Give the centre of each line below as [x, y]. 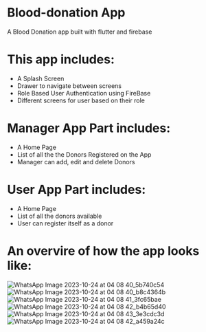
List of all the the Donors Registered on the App [84, 154]
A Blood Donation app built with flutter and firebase [80, 32]
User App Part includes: [77, 190]
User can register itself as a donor [65, 223]
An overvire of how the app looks [103, 251]
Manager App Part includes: [89, 128]
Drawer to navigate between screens [69, 86]
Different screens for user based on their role [81, 100]
